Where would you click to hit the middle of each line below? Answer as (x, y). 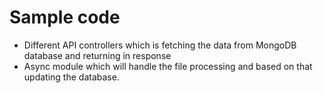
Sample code (65, 17)
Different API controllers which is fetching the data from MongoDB (160, 45)
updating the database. (71, 77)
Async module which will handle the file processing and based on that (168, 66)
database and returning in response (97, 55)
